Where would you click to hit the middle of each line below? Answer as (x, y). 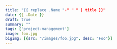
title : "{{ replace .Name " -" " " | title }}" (55, 10)
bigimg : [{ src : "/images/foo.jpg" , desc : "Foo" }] (59, 39)
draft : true (18, 19)
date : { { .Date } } (25, 15)
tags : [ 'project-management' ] (37, 29)
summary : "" (18, 24)
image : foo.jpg (21, 34)
